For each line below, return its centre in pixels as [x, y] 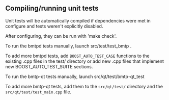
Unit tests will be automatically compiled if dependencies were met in [78, 20]
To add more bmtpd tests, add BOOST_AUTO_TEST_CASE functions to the [77, 56]
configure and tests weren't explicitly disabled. [54, 26]
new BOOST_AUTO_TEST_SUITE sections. [49, 66]
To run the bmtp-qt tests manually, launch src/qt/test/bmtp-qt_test [75, 77]
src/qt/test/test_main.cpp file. [38, 92]
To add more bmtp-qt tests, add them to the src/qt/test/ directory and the [84, 86]
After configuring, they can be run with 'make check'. [61, 36]
